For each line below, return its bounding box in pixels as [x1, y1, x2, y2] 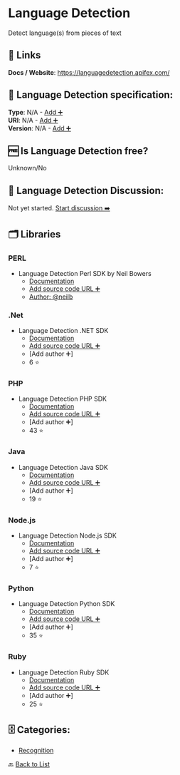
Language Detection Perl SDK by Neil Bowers [18, 269, 152, 277]
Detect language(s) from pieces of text [8, 29, 122, 37]
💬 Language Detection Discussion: [8, 184, 164, 197]
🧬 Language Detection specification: [8, 89, 174, 101]
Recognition [18, 746, 54, 755]
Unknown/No [8, 164, 47, 173]
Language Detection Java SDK [18, 463, 109, 471]
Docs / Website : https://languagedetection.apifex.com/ [8, 68, 170, 76]
